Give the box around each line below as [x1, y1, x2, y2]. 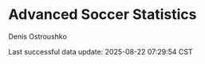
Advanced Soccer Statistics [8, 6, 197, 24]
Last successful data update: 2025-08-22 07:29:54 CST [8, 47, 193, 56]
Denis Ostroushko [8, 32, 68, 41]
